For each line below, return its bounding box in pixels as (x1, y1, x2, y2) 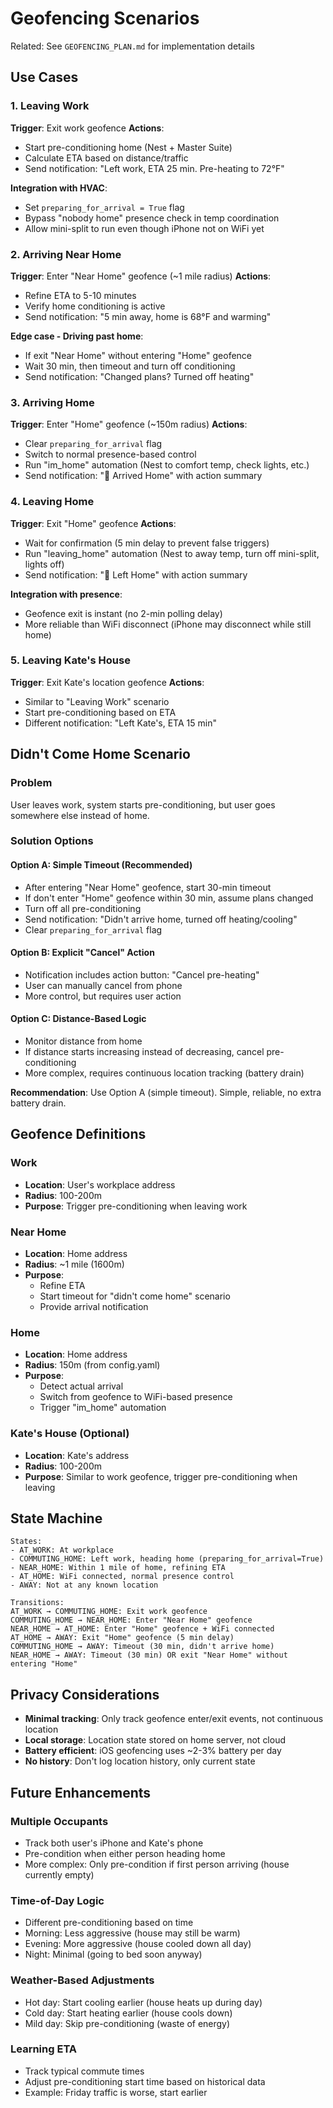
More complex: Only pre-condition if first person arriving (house (24, 1858, 290, 1870)
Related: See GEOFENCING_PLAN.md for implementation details (10, 40, 255, 52)
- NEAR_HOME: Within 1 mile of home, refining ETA (10, 1563, 226, 1573)
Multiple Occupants (10, 1814, 109, 1828)
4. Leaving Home (10, 495, 95, 509)
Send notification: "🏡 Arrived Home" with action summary (24, 470, 263, 482)
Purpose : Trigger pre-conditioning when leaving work (24, 1200, 248, 1212)
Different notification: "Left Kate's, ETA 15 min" (24, 717, 217, 729)
